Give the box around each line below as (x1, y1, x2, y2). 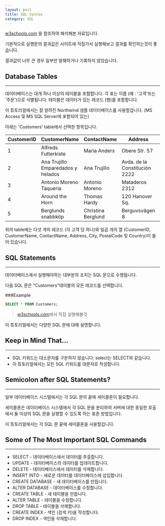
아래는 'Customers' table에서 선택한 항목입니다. (5, 124, 98, 130)
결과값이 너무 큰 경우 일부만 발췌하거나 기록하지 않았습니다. (5, 58, 118, 64)
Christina (83, 207, 105, 214)
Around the (41, 193, 67, 200)
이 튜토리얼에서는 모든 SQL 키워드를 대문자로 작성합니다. (12, 361, 121, 367)
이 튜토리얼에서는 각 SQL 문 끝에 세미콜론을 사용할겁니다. (5, 421, 114, 427)
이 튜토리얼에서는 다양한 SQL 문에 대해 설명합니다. (5, 322, 102, 328)
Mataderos (121, 179, 147, 186)
